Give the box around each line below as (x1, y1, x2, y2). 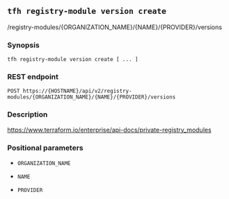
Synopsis (7, 40, 40, 50)
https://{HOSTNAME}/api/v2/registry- (22, 87, 132, 95)
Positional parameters (7, 143, 84, 153)
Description (7, 110, 48, 119)
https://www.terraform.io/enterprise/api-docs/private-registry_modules (7, 126, 212, 134)
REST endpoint (7, 72, 59, 82)
